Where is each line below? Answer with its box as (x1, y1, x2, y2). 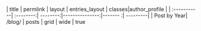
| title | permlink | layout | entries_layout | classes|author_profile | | (6, 6, 171, 13)
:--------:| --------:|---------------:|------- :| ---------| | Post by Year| (14, 12, 188, 19)
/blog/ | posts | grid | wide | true (6, 18, 86, 25)
